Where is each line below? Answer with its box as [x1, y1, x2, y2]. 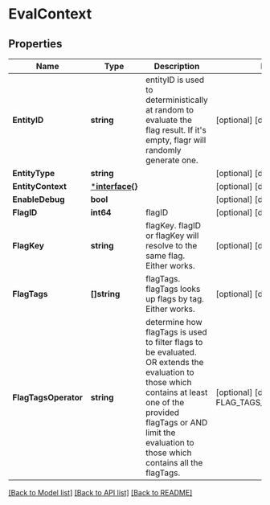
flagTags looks [145, 283, 201, 294]
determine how [145, 317, 202, 327]
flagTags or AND [145, 417, 208, 428]
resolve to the [145, 240, 198, 251]
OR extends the [145, 357, 204, 367]
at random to [145, 105, 194, 115]
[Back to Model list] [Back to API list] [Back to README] [8, 488, 193, 497]
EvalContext [8, 5, 92, 23]
